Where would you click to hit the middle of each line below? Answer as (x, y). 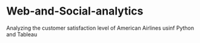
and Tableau (22, 34)
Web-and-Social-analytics (75, 11)
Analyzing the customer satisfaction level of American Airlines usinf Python (100, 28)
